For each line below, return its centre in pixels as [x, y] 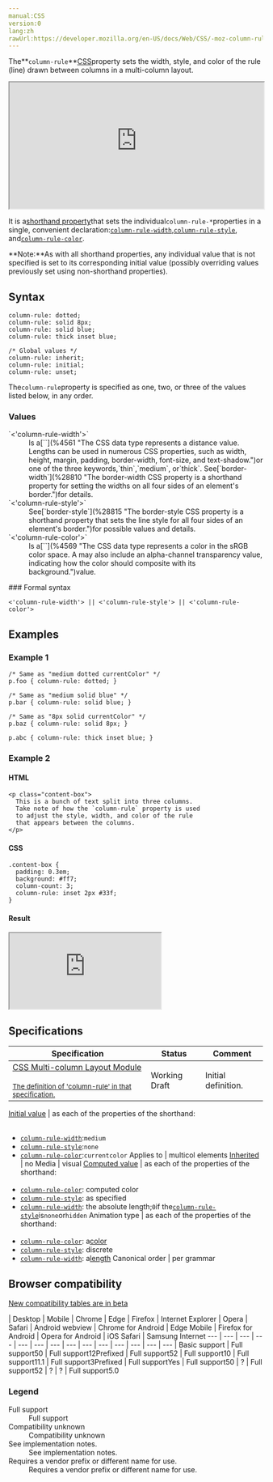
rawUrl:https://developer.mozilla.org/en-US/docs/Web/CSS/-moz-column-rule [139, 38]
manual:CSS [27, 16]
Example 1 [29, 657]
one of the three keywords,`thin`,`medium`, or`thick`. [115, 469]
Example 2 [29, 758]
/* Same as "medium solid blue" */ [68, 696]
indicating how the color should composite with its [112, 563]
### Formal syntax [40, 588]
